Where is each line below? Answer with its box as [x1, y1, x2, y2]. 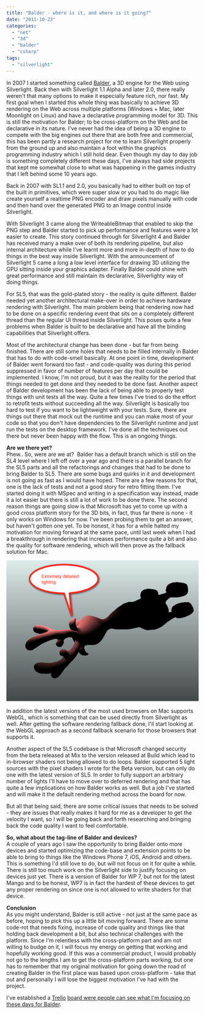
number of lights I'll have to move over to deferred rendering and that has [6, 777, 191, 785]
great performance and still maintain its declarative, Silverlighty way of [6, 272, 184, 279]
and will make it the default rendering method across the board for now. [6, 790, 187, 798]
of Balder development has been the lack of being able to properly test [6, 386, 184, 394]
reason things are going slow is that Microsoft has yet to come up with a [6, 502, 188, 510]
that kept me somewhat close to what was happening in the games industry [6, 163, 196, 171]
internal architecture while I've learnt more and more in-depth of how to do [6, 245, 194, 253]
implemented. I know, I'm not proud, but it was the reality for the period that [6, 373, 196, 381]
